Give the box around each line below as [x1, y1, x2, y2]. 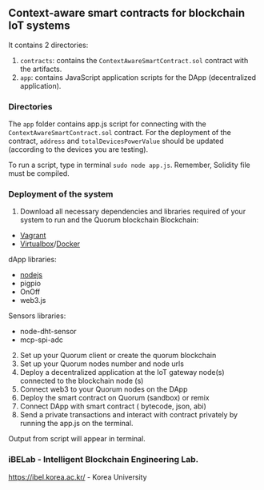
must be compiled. [8, 169, 70, 178]
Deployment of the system [8, 189, 114, 200]
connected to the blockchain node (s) [19, 376, 144, 386]
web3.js [19, 296, 46, 305]
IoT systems [8, 19, 70, 33]
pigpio [19, 279, 42, 289]
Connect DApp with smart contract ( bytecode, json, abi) [19, 401, 206, 411]
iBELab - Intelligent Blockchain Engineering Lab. [8, 454, 198, 465]
